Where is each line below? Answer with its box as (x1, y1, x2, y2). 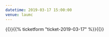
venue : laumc (5, 12, 33, 17)
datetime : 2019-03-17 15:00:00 (5, 7, 72, 13)
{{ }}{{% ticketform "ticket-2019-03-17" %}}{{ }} (5, 26, 104, 32)
